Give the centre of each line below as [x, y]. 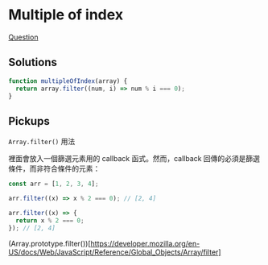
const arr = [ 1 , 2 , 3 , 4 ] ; [54, 184]
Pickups [29, 121]
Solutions [33, 62]
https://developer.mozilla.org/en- [145, 243]
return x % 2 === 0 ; [50, 220]
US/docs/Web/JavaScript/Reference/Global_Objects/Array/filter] [115, 252]
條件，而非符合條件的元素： [54, 169]
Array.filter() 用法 [42, 142]
